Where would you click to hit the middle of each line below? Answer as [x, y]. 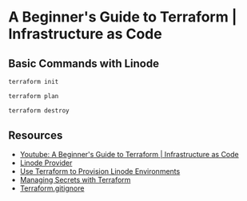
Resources [36, 136]
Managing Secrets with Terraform [75, 180]
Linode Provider [46, 163]
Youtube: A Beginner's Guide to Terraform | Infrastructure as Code [129, 155]
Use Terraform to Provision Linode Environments [100, 171]
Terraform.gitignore [52, 188]
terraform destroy [39, 110]
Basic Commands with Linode [84, 63]
